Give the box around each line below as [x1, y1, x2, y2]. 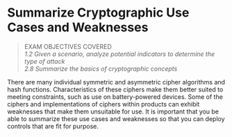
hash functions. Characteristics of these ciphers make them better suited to [7, 85, 224, 93]
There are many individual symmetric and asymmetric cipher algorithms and [7, 77, 226, 86]
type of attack [24, 57, 65, 65]
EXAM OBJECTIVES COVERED [24, 42, 113, 51]
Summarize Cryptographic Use [7, 5, 190, 21]
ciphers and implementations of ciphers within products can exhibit [7, 100, 200, 108]
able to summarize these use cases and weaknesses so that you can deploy [7, 114, 225, 122]
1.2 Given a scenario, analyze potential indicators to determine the [24, 50, 215, 58]
